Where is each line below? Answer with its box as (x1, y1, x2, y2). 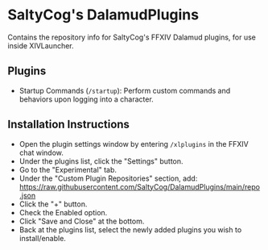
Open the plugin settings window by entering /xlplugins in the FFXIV (19, 139, 249, 148)
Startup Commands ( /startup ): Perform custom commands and (19, 85, 231, 95)
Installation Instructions (7, 118, 130, 131)
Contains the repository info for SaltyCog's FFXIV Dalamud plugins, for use (7, 32, 257, 42)
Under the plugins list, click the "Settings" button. (19, 156, 183, 166)
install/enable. (19, 233, 66, 243)
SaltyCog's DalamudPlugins (7, 6, 199, 24)
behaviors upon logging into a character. (19, 94, 154, 104)
